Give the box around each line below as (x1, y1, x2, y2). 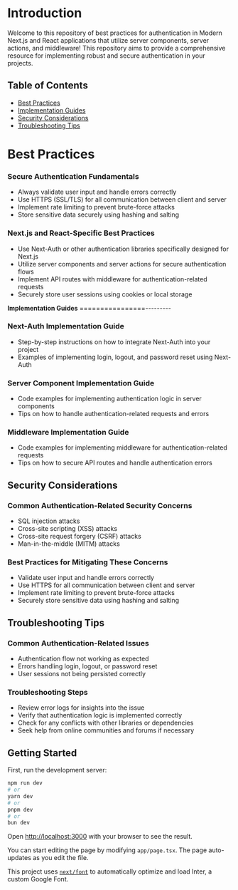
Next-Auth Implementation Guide (7, 321, 124, 331)
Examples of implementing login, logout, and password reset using (17, 353, 213, 361)
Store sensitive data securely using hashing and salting (17, 210, 180, 219)
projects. (7, 58, 33, 67)
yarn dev (7, 792, 33, 800)
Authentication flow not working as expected (17, 654, 149, 663)
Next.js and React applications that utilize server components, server (7, 36, 210, 44)
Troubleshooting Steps (7, 688, 88, 698)
